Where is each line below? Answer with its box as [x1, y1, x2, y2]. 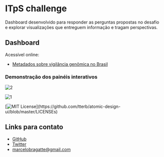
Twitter [12, 141, 27, 147]
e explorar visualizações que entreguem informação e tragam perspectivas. [5, 24, 158, 30]
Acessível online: [5, 52, 39, 57]
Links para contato [5, 123, 64, 131]
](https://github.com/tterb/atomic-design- [36, 104, 121, 109]
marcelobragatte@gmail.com [12, 146, 71, 152]
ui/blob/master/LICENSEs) [5, 109, 58, 115]
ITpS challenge [5, 3, 67, 14]
